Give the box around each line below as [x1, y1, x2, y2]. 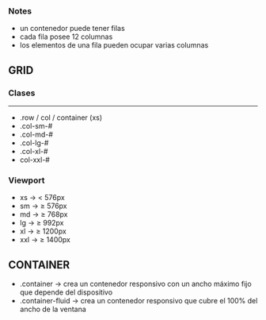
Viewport [8, 175, 45, 186]
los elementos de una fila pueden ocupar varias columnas [19, 40, 209, 50]
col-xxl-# [19, 155, 50, 164]
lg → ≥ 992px [19, 218, 65, 228]
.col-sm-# [19, 121, 53, 130]
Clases [8, 87, 36, 98]
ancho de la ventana [19, 304, 87, 314]
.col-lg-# [19, 137, 49, 148]
